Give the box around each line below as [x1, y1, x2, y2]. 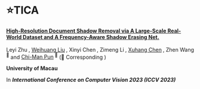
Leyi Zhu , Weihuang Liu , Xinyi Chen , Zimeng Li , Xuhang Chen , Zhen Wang [6, 46, 194, 53]
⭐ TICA [6, 4, 39, 17]
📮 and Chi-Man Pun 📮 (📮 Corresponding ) [6, 52, 106, 61]
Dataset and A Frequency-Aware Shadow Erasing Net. [23, 33, 159, 40]
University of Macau [6, 65, 58, 72]
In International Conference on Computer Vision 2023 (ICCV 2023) [6, 77, 176, 84]
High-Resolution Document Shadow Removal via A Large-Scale [6, 27, 167, 34]
